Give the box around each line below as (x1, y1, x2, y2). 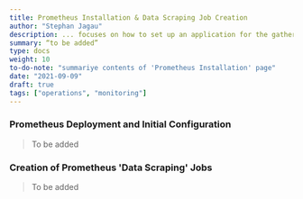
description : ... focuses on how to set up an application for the (9, 30, 269, 39)
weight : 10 (9, 55, 50, 64)
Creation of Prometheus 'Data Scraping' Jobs (9, 161, 213, 174)
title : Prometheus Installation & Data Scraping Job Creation (9, 13, 248, 23)
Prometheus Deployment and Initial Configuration (9, 118, 232, 131)
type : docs (9, 47, 50, 56)
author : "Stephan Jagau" (9, 22, 103, 31)
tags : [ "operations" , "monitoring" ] (9, 88, 147, 97)
